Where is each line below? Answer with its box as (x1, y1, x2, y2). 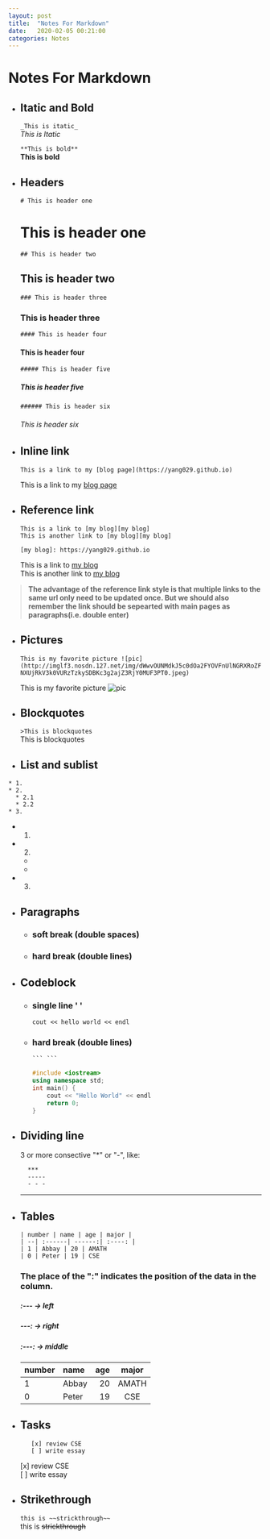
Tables (19, 1209, 55, 1223)
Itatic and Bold (19, 101, 94, 114)
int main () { (31, 1084, 76, 1092)
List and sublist (19, 758, 99, 772)
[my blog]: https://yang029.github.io (19, 546, 150, 554)
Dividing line (19, 1129, 84, 1143)
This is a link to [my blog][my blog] (19, 525, 150, 533)
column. (19, 1281, 54, 1292)
